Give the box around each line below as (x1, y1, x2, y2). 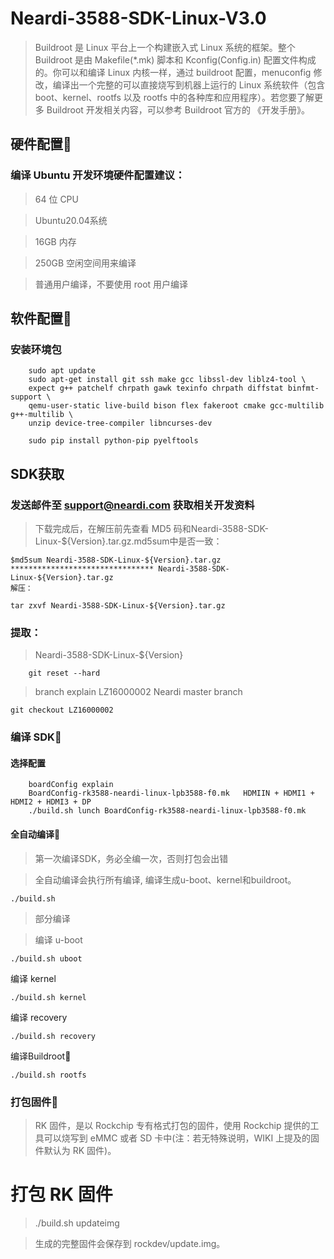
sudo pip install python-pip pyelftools (28, 436, 199, 446)
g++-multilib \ (10, 410, 74, 420)
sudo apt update (28, 366, 97, 376)
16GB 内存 (34, 235, 77, 247)
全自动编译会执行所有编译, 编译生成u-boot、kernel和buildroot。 (34, 873, 297, 886)
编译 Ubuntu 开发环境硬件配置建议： (10, 168, 186, 182)
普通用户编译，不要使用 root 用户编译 (34, 278, 189, 290)
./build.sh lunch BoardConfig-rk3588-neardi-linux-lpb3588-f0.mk (28, 806, 307, 816)
